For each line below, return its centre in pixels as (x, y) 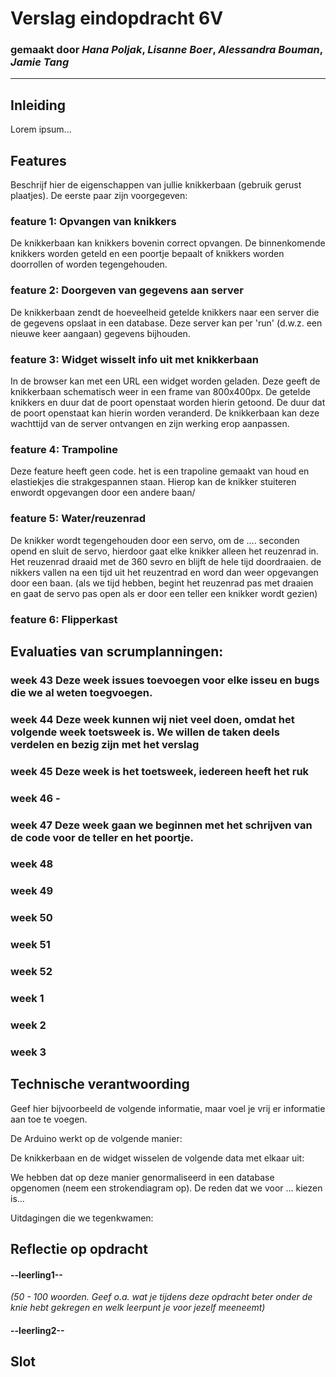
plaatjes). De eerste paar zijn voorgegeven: (99, 196)
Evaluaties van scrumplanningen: (117, 651)
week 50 (31, 918)
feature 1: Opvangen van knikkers (93, 222)
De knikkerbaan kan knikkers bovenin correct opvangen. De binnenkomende (168, 243)
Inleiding (38, 105)
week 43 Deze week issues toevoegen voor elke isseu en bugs (165, 680)
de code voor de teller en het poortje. (102, 837)
